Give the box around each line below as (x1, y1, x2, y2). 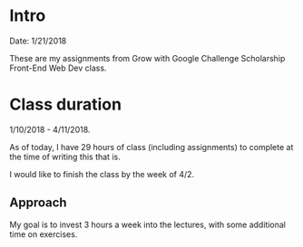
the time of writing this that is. (9, 151, 121, 162)
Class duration (9, 94, 122, 115)
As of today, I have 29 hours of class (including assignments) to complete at (9, 141, 294, 152)
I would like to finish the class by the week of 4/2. (9, 168, 195, 179)
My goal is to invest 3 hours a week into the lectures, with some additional (9, 219, 286, 230)
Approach (9, 195, 67, 211)
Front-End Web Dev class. (9, 62, 107, 73)
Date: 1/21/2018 (9, 35, 67, 46)
